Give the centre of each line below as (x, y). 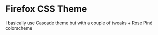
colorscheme (19, 28)
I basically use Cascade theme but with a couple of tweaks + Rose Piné (79, 23)
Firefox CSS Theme (46, 9)
